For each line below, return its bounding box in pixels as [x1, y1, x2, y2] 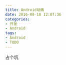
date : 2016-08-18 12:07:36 [5, 12, 61, 17]
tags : [5, 30, 16, 35]
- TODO [5, 40, 19, 45]
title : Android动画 [5, 7, 44, 12]
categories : [5, 16, 30, 21]
